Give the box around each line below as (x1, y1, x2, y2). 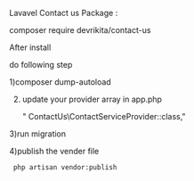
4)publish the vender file (9, 146, 100, 156)
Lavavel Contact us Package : (9, 8, 118, 18)
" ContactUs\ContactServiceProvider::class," (21, 111, 186, 121)
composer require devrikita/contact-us (9, 25, 151, 35)
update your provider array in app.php (21, 94, 163, 104)
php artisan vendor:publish (12, 163, 117, 172)
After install (9, 42, 52, 53)
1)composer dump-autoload (9, 77, 111, 87)
